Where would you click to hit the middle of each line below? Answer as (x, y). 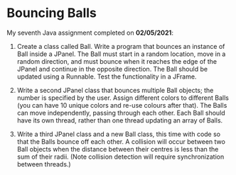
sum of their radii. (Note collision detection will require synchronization (120, 157)
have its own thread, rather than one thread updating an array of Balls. (120, 120)
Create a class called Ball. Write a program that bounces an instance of (121, 46)
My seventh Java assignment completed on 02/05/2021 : (90, 33)
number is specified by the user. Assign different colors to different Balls (123, 98)
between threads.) (44, 164)
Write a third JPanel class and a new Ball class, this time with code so (119, 134)
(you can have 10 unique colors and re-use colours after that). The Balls (122, 105)
